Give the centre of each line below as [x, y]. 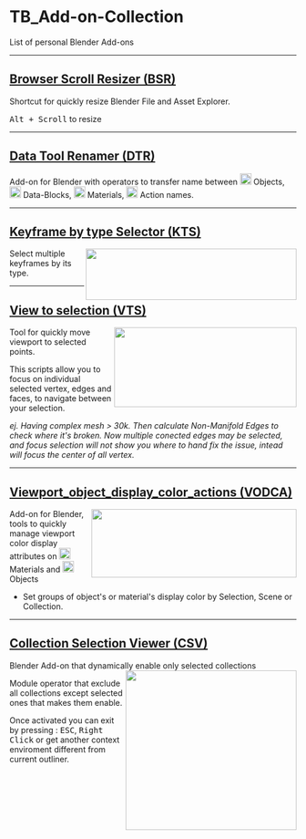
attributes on [33, 556]
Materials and [35, 569]
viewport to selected [48, 342]
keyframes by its [41, 264]
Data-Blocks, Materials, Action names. [108, 194]
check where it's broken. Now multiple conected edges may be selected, [146, 436]
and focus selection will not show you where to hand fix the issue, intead [147, 445]
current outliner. [40, 759]
